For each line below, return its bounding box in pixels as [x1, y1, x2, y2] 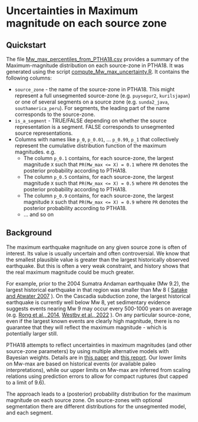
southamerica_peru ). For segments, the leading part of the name [14, 105, 170, 111]
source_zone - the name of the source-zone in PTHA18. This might [14, 86, 175, 92]
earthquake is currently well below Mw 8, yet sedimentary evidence [6, 298, 171, 305]
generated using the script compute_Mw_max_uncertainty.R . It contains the [6, 68, 190, 75]
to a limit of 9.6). [6, 378, 46, 386]
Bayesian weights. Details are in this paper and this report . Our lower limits [6, 354, 187, 361]
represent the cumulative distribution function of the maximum [14, 142, 167, 149]
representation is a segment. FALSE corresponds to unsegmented [14, 124, 175, 130]
